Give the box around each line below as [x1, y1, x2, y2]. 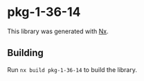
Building [7, 47, 44, 59]
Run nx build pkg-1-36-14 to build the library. [7, 65, 137, 73]
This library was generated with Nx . [7, 27, 109, 35]
